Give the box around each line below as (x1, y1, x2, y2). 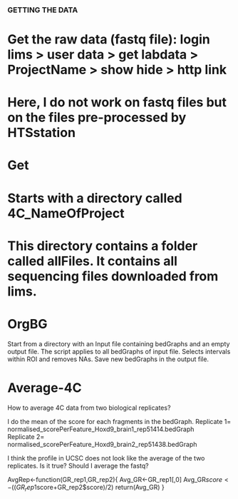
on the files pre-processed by (7, 109, 187, 126)
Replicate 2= (7, 432, 45, 440)
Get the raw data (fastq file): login (7, 31, 210, 48)
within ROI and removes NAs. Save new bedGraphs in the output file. (7, 355, 209, 363)
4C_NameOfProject (7, 205, 125, 221)
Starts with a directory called (7, 190, 183, 206)
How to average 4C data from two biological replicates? (7, 403, 171, 412)
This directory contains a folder (7, 238, 198, 254)
